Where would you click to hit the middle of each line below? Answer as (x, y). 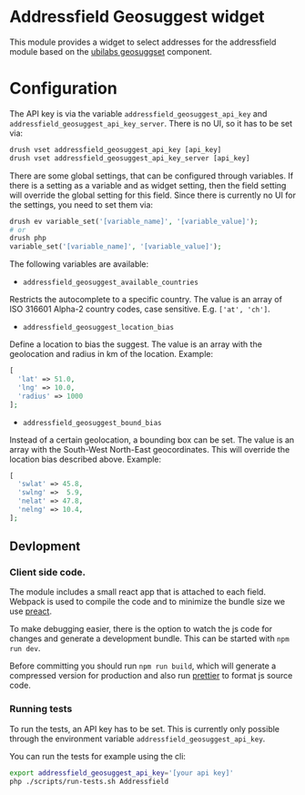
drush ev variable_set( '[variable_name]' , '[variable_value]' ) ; (134, 221)
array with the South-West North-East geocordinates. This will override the (150, 449)
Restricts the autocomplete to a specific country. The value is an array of (146, 300)
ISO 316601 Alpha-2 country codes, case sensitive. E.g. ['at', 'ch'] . (140, 309)
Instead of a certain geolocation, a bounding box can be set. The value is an (152, 440)
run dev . (25, 648)
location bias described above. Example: (86, 459)
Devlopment (45, 547)
